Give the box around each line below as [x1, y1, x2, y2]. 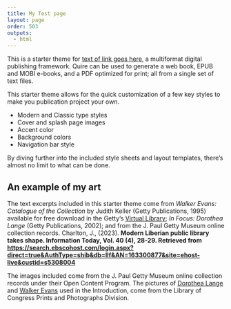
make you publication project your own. [7, 97, 120, 106]
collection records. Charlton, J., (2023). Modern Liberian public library [7, 229, 210, 237]
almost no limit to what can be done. [7, 161, 110, 169]
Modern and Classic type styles [17, 111, 108, 120]
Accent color [17, 126, 54, 134]
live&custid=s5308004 [7, 258, 76, 266]
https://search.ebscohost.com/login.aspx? [7, 243, 134, 252]
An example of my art [7, 181, 101, 193]
